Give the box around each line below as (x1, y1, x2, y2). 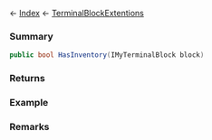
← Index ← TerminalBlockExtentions (9, 8, 145, 18)
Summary (9, 30, 54, 42)
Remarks (9, 120, 50, 133)
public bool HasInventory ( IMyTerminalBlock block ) (9, 51, 205, 60)
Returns (9, 72, 45, 85)
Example (9, 97, 49, 109)
